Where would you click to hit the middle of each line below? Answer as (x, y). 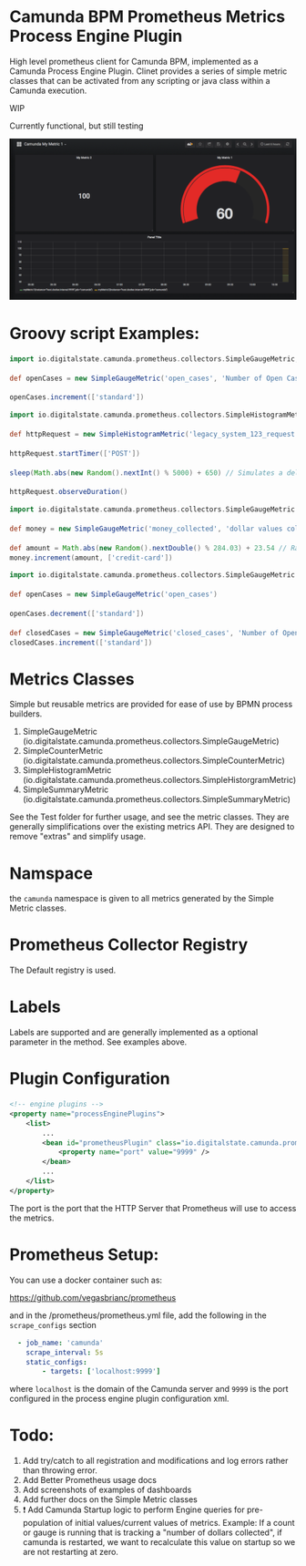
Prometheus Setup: (84, 1254)
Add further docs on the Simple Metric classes (110, 1499)
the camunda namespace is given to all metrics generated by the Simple (142, 899)
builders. (26, 714)
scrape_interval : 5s (65, 1352)
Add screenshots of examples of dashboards (107, 1490)
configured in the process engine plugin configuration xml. (119, 1399)
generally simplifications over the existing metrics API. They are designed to (152, 827)
